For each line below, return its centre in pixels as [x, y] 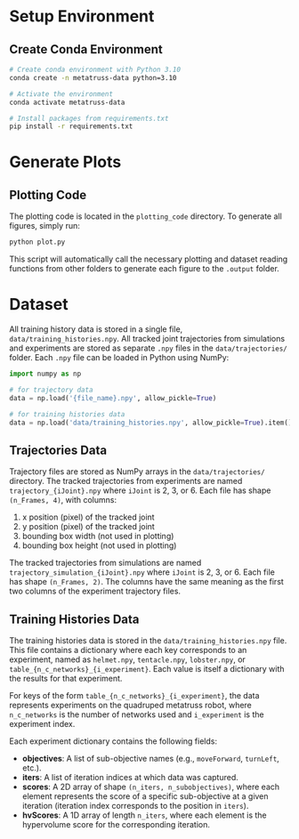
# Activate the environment [61, 94]
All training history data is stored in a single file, [96, 329]
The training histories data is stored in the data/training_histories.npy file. [148, 641]
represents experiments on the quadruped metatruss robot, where [130, 706]
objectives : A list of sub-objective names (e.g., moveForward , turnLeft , [151, 759]
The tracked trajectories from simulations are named [105, 563]
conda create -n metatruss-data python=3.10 [93, 77]
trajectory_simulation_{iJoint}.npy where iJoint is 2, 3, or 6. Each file [142, 572]
